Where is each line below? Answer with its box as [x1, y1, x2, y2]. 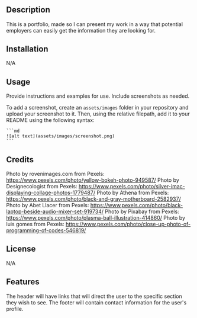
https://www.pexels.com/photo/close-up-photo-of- [65, 221, 191, 228]
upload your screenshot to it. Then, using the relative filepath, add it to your [6, 110, 190, 117]
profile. [6, 305, 24, 312]
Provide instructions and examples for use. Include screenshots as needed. [6, 92, 190, 99]
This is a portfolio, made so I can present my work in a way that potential [6, 20, 183, 28]
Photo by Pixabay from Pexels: [105, 208, 179, 215]
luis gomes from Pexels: [6, 221, 64, 228]
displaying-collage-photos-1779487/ [6, 189, 96, 197]
